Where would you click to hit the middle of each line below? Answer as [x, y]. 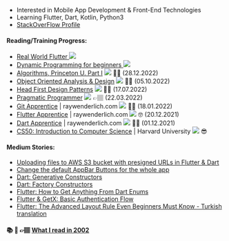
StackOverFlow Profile [48, 25]
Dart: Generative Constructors [59, 177]
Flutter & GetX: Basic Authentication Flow [75, 199]
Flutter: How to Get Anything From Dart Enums [82, 192]
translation [32, 214]
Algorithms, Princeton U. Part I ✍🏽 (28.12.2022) [87, 73]
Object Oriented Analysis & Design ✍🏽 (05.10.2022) [93, 81]
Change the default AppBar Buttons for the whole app [93, 170]
